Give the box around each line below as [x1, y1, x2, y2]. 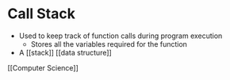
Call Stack [7, 5, 76, 23]
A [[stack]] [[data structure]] [18, 48, 112, 57]
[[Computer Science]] [7, 63, 79, 72]
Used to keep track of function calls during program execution [18, 31, 223, 40]
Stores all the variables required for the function [30, 39, 188, 48]
